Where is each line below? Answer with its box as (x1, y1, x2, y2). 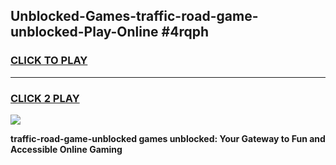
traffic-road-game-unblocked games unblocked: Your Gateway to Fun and (10, 132, 326, 144)
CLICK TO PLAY (10, 54, 88, 68)
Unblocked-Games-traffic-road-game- (10, 8, 259, 25)
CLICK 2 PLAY (10, 91, 80, 105)
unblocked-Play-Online (10, 24, 159, 41)
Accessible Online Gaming (10, 143, 123, 155)
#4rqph (161, 24, 209, 41)
